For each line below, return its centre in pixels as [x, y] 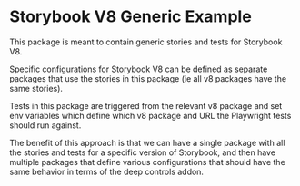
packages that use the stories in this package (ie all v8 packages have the [148, 78]
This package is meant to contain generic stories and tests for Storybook [146, 42]
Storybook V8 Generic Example [130, 17]
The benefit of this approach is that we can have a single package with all [147, 142]
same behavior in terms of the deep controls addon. [107, 171]
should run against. [45, 125]
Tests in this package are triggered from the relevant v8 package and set [146, 105]
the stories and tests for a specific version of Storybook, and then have [142, 152]
